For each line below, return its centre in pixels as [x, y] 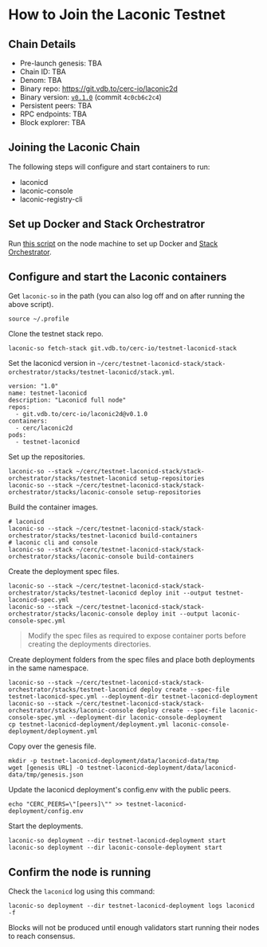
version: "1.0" [33, 387]
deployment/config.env [46, 811]
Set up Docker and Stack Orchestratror [107, 224]
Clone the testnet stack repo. [56, 334]
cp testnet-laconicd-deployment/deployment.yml [89, 725]
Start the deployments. [46, 826]
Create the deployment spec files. [64, 572]
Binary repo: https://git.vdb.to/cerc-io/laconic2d [98, 88]
